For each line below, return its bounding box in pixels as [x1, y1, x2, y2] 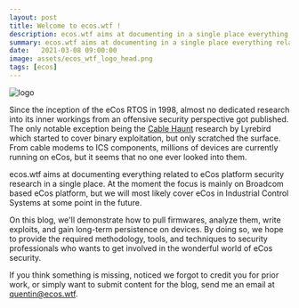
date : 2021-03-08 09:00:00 [9, 46, 117, 55]
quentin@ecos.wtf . [9, 288, 78, 299]
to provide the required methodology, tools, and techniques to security [9, 233, 269, 244]
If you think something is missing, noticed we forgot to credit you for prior [9, 269, 279, 280]
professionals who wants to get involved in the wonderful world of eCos [9, 242, 273, 254]
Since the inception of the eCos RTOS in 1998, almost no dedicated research [9, 104, 290, 115]
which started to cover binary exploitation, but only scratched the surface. [9, 133, 281, 143]
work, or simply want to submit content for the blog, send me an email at [9, 279, 276, 289]
